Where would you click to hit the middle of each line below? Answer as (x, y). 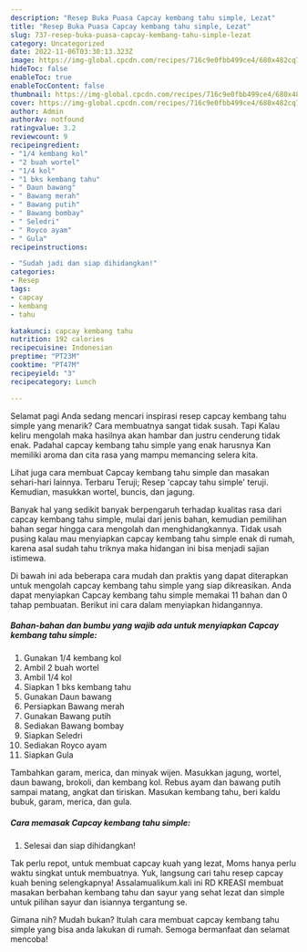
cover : (23, 103)
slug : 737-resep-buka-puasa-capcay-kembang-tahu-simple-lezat (131, 35)
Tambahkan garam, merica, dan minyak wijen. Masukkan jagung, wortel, (146, 773)
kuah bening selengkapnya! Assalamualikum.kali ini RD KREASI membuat (147, 883)
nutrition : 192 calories (57, 340)
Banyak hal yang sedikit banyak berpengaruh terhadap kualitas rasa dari (146, 509)
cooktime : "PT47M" (45, 365)
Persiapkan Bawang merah (74, 706)
